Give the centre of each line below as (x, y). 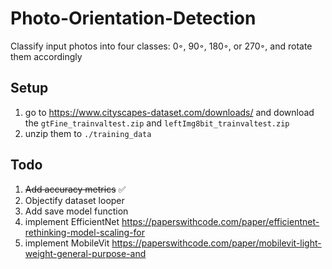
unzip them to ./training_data (88, 133)
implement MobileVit (67, 243)
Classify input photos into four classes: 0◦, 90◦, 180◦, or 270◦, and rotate (161, 46)
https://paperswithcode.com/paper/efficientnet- (220, 221)
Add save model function (76, 211)
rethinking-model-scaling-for (85, 232)
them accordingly (46, 56)
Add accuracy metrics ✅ (75, 189)
